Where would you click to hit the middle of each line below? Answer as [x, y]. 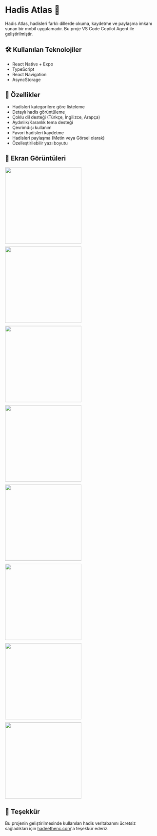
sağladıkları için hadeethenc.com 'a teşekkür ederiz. [57, 829]
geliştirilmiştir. [19, 34]
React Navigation [29, 74]
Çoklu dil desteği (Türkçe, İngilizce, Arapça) [56, 117]
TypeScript [23, 69]
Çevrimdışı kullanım [32, 127]
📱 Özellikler [23, 95]
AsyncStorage [26, 80]
